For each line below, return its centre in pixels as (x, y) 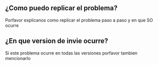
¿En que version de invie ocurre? (57, 41)
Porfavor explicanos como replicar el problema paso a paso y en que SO (79, 20)
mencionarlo (18, 58)
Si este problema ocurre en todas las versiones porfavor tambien (71, 53)
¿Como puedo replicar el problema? (61, 8)
